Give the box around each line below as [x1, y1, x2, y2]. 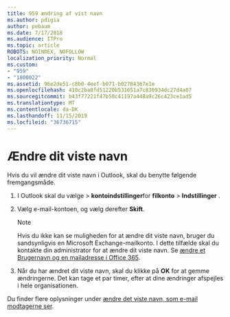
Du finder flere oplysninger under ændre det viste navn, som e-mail [7, 295, 198, 303]
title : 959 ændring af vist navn [7, 10, 103, 17]
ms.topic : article [7, 42, 60, 49]
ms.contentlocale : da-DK [7, 106, 78, 113]
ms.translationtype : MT [7, 100, 76, 107]
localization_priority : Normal [7, 55, 97, 62]
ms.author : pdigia [7, 17, 60, 23]
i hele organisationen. [16, 281, 78, 289]
